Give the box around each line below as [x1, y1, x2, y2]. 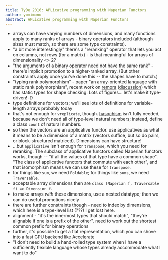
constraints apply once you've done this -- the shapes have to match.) [12, 74, 158, 80]
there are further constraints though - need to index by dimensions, [12, 202, 152, 208]
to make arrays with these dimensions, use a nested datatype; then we [12, 191, 159, 197]
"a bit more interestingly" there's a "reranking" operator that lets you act [12, 46, 162, 53]
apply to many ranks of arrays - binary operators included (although [12, 36, 153, 42]
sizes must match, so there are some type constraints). [12, 41, 126, 47]
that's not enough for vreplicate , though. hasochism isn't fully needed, [12, 111, 160, 117]
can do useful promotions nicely [12, 197, 79, 203]
